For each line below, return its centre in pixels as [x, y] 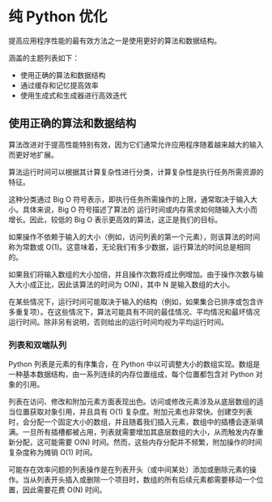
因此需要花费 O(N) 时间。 [64, 490]
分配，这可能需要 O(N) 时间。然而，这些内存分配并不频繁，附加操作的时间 [139, 442]
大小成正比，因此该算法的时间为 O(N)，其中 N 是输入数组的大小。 [125, 284]
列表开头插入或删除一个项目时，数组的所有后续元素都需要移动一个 [146, 480]
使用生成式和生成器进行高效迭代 [73, 95]
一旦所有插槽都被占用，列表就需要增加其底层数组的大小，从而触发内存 [139, 432]
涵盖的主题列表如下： [44, 58]
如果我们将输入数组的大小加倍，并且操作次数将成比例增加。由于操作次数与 [132, 274]
